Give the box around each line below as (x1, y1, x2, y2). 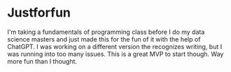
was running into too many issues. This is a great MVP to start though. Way (7, 50, 224, 58)
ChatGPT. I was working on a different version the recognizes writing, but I (7, 42, 223, 51)
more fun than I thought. (7, 57, 78, 65)
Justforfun (7, 5, 71, 21)
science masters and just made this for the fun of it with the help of (7, 35, 201, 43)
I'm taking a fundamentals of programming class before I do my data (7, 28, 205, 36)
